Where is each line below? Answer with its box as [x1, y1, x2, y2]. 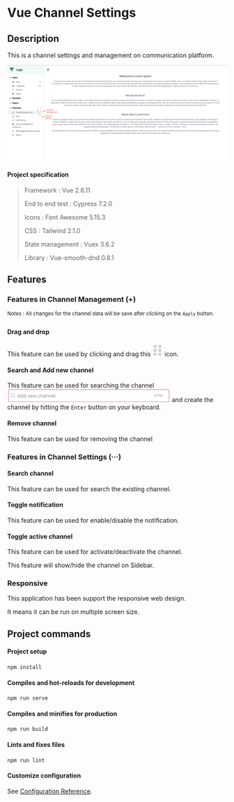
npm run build [7, 726, 49, 733]
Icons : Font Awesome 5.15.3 [24, 213, 106, 221]
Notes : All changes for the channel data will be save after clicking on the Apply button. [7, 310, 214, 318]
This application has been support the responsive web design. [7, 594, 186, 603]
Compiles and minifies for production [7, 709, 118, 718]
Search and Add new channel [7, 366, 94, 374]
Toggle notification [7, 500, 64, 509]
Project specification [7, 171, 70, 179]
